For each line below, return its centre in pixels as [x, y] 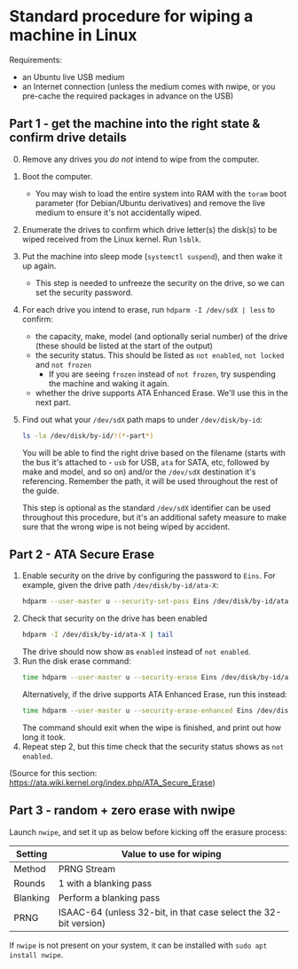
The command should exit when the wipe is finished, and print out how [152, 727]
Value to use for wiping [171, 854]
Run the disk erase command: [76, 661]
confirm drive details [68, 138]
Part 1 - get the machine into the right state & [135, 124]
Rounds [30, 883]
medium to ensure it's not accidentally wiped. [118, 212]
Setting [32, 854]
